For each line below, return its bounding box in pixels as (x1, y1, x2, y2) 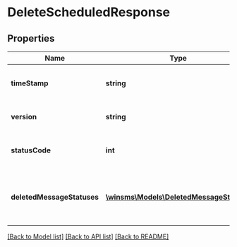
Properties (7, 32, 55, 44)
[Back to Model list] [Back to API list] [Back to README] (7, 232, 169, 241)
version (11, 112, 37, 121)
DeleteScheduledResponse (7, 4, 171, 20)
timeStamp (11, 78, 49, 88)
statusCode (11, 145, 51, 155)
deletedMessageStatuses (11, 192, 99, 202)
